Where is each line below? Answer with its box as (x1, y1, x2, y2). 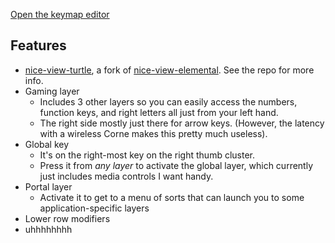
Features (10, 37, 67, 54)
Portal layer (24, 180, 73, 193)
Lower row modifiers (24, 212, 111, 224)
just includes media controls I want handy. (39, 170, 214, 182)
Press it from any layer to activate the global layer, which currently (39, 159, 314, 171)
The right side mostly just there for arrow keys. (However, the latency (39, 117, 325, 129)
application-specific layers (39, 202, 150, 214)
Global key (24, 138, 70, 150)
